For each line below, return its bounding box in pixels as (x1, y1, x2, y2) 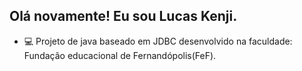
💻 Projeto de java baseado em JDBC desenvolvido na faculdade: (23, 35, 293, 47)
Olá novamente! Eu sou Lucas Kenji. (9, 8, 238, 25)
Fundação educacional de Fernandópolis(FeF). (23, 49, 217, 61)
